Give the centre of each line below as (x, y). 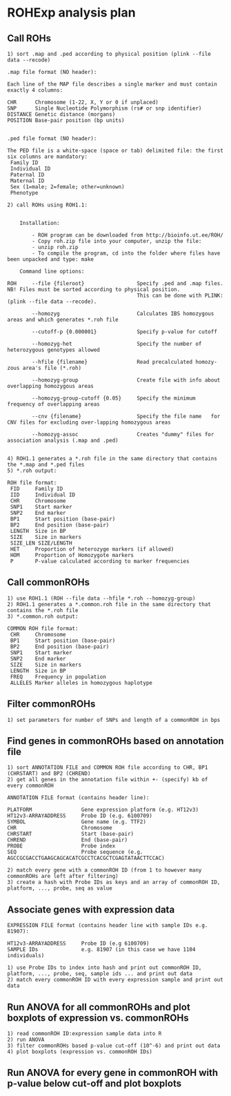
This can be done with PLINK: (180, 295)
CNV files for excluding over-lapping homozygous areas (89, 422)
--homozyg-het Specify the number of (117, 344)
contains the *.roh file (43, 610)
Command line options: (52, 271)
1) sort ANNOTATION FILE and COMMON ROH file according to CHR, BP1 (108, 767)
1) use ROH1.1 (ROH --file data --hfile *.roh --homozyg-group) (101, 598)
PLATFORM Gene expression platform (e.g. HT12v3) (103, 810)
